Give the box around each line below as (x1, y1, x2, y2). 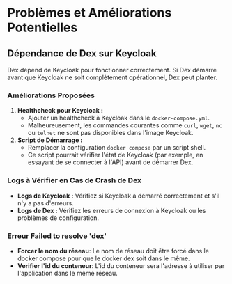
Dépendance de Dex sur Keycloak (7, 47, 157, 59)
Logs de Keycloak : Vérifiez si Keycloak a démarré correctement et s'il (17, 191, 220, 200)
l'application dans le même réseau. (17, 269, 118, 277)
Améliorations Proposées (7, 90, 95, 100)
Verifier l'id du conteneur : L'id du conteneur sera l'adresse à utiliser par (17, 261, 225, 269)
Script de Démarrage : (17, 136, 83, 144)
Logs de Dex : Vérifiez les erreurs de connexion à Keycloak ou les (17, 206, 206, 214)
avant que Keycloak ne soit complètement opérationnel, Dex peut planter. (7, 73, 218, 81)
